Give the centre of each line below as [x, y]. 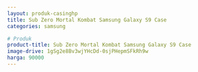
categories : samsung [37, 26]
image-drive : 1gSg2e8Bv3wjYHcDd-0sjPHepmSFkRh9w [78, 51]
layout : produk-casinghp [42, 13]
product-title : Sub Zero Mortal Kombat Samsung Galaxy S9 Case [99, 45]
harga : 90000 [26, 58]
